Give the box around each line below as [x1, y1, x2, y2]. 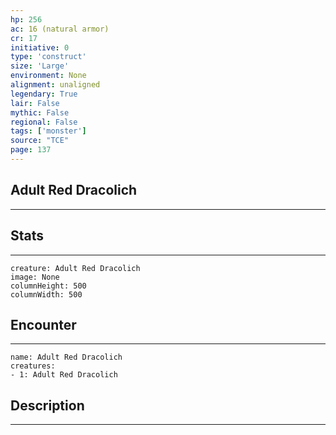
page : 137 [10, 145, 52, 155]
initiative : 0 [10, 42, 70, 53]
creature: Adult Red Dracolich [10, 263, 141, 273]
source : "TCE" [10, 136, 70, 146]
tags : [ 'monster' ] [10, 126, 87, 136]
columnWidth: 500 [10, 289, 83, 300]
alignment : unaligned [10, 80, 101, 90]
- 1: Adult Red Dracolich [10, 370, 118, 380]
